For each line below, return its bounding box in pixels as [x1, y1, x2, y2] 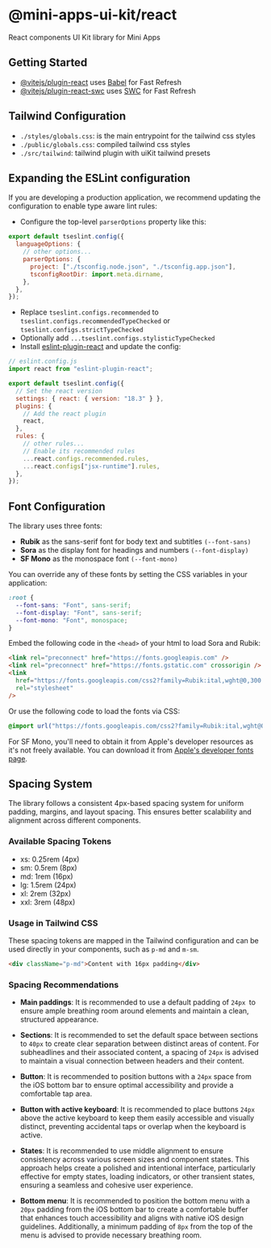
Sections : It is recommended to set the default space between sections [19, 1031, 259, 1040]
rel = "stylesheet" [15, 684, 74, 692]
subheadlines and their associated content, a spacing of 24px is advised [19, 1048, 259, 1057]
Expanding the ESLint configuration [8, 171, 191, 185]
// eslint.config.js [8, 357, 78, 365]
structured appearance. [19, 1014, 99, 1024]
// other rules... [23, 440, 85, 448]
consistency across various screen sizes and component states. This [19, 1154, 250, 1165]
